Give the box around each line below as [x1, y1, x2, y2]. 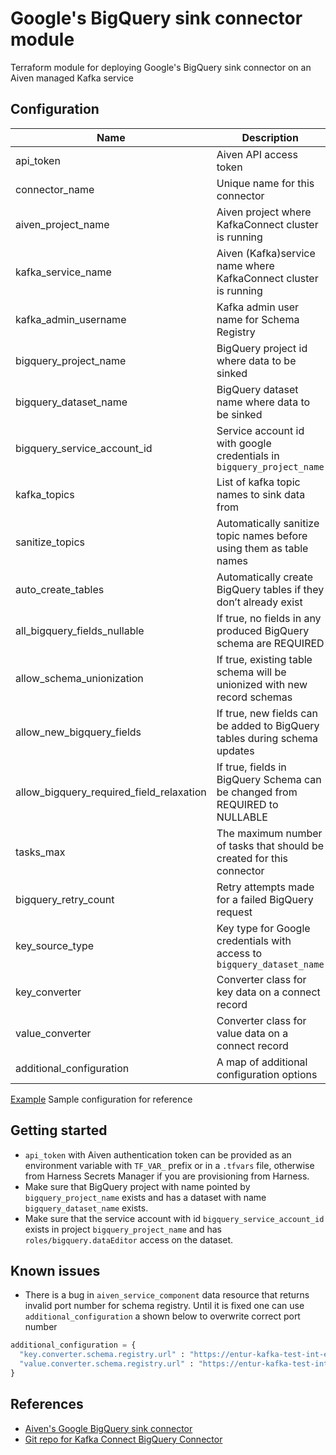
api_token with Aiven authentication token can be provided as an [24, 1148, 292, 1161]
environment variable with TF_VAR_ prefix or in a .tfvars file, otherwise [24, 1159, 315, 1171]
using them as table [216, 541, 309, 555]
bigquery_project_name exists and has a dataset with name [24, 1191, 267, 1203]
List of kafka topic [216, 475, 301, 489]
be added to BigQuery [216, 718, 320, 732]
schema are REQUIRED [216, 636, 325, 650]
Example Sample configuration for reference [10, 1093, 193, 1105]
